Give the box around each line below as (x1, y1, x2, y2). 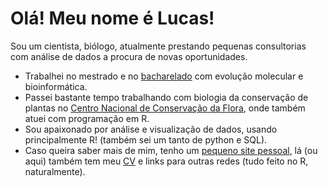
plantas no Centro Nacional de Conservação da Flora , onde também (24, 102, 306, 114)
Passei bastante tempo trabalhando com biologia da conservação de (24, 91, 309, 103)
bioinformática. (24, 80, 88, 92)
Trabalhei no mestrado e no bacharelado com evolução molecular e (24, 70, 304, 82)
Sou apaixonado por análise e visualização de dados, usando (24, 123, 278, 135)
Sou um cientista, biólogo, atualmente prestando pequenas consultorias (10, 40, 307, 52)
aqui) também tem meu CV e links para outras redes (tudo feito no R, (24, 155, 309, 167)
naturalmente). (24, 165, 86, 177)
